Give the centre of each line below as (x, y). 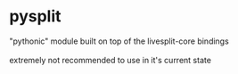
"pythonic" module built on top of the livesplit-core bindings (119, 41)
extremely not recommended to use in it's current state (111, 60)
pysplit (35, 16)
